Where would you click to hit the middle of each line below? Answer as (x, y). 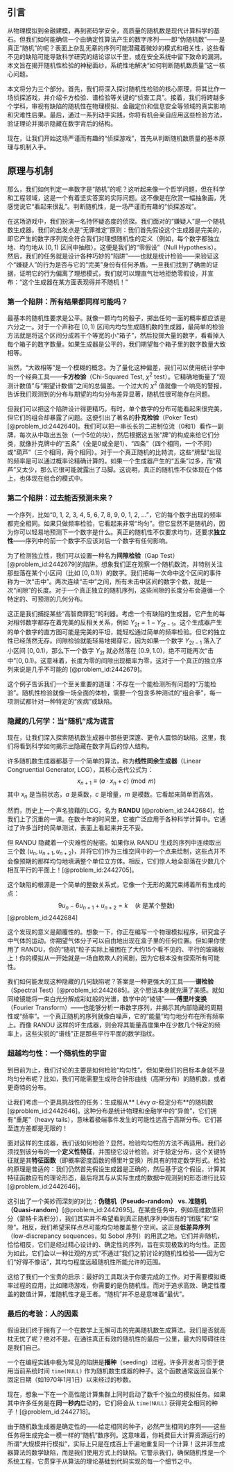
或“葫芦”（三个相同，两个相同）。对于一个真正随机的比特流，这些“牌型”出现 (114, 452)
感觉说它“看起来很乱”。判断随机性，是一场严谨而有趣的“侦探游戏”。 (104, 206)
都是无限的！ (49, 1128)
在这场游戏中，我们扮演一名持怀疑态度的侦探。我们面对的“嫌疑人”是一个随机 (116, 221)
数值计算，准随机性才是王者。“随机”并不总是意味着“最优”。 (104, 1293)
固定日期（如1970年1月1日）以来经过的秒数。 (71, 1380)
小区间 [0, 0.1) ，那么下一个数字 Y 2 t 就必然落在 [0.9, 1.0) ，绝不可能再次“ (107, 652)
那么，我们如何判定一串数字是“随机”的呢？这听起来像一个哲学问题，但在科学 (116, 189)
